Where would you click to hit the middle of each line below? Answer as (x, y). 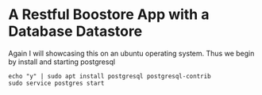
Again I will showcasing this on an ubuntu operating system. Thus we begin (131, 53)
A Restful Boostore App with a (109, 15)
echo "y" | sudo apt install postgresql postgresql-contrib (110, 76)
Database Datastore (75, 31)
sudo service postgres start (56, 83)
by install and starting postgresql (62, 62)
